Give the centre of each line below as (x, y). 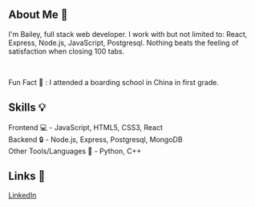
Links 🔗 (27, 176)
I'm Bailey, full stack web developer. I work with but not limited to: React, (128, 34)
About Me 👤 (38, 15)
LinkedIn (22, 195)
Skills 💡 (27, 108)
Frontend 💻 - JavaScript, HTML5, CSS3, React (85, 127)
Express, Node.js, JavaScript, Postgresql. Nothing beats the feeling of (123, 43)
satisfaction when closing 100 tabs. (67, 51)
